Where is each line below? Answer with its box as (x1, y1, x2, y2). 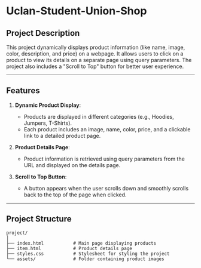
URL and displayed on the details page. (23, 161, 121, 168)
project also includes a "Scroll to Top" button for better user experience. (6, 63, 184, 70)
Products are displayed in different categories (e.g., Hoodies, (23, 113, 175, 120)
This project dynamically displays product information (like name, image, (6, 44, 185, 51)
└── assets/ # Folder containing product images (6, 255, 165, 262)
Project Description (6, 28, 80, 38)
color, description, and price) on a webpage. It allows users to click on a (6, 50, 184, 57)
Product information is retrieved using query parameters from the (23, 155, 185, 162)
